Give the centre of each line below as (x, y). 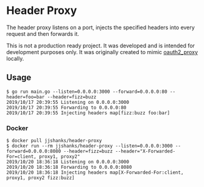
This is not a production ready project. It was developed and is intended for (100, 46)
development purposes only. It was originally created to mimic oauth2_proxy (102, 52)
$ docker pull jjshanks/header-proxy (54, 141)
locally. (15, 58)
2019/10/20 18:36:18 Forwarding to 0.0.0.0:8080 (69, 168)
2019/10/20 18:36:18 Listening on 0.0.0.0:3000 (68, 162)
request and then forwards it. (43, 33)
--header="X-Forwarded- (145, 151)
